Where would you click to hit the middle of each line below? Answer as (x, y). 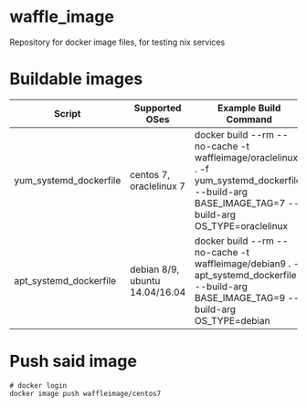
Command (249, 119)
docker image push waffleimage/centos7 (85, 393)
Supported (158, 108)
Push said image (73, 361)
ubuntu (145, 280)
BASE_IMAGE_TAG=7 (240, 203)
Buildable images (76, 79)
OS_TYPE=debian (233, 320)
